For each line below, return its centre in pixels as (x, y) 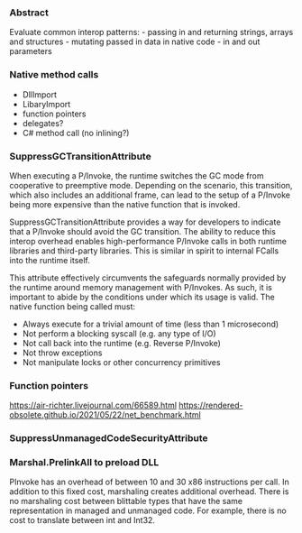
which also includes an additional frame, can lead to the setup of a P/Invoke (150, 195)
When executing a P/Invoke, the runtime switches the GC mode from (137, 175)
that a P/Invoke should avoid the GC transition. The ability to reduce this (143, 231)
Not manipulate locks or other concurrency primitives (121, 362)
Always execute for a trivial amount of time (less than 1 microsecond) (151, 324)
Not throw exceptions (62, 353)
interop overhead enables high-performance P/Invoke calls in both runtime (148, 241)
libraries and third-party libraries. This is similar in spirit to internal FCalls (144, 251)
